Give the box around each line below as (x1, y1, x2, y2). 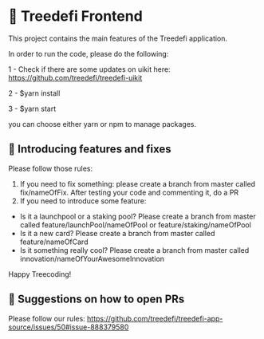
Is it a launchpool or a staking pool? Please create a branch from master (19, 211, 257, 221)
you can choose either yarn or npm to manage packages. (8, 119, 197, 128)
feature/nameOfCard (19, 237, 89, 246)
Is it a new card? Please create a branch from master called (19, 228, 215, 238)
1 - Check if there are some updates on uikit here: (8, 64, 171, 74)
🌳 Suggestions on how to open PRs (8, 293, 185, 306)
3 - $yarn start (8, 104, 57, 113)
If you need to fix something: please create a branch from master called (19, 179, 256, 188)
